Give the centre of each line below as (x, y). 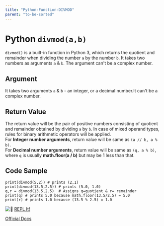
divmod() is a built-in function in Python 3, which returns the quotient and (80, 53)
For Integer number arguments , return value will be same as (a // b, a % (81, 140)
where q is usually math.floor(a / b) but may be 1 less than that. (70, 155)
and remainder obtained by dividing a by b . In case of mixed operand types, (82, 129)
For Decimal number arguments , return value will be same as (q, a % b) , (81, 150)
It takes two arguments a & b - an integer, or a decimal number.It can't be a (82, 91)
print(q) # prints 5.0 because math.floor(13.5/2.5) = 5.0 (68, 195)
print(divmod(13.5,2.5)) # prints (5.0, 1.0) (53, 187)
